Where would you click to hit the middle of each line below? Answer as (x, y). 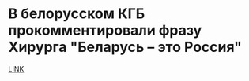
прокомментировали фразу (105, 30)
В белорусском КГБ (77, 14)
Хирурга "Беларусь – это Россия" (125, 47)
